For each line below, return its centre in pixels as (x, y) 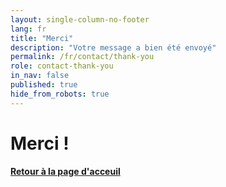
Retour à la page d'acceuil (65, 172)
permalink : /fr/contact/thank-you (82, 57)
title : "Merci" (42, 38)
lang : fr (28, 29)
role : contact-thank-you (62, 66)
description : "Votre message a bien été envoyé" (113, 47)
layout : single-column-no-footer (80, 19)
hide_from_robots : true (60, 94)
